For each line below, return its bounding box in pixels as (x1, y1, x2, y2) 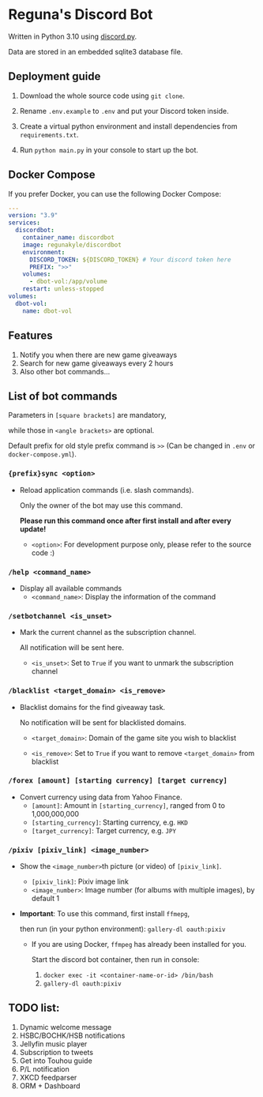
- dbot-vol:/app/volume (28, 278, 108, 286)
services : (8, 219, 41, 227)
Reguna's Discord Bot (8, 6, 153, 24)
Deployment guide (8, 70, 101, 84)
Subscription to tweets (19, 1047, 93, 1057)
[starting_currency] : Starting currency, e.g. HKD (31, 817, 188, 827)
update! (19, 524, 47, 534)
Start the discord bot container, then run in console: (31, 955, 200, 964)
